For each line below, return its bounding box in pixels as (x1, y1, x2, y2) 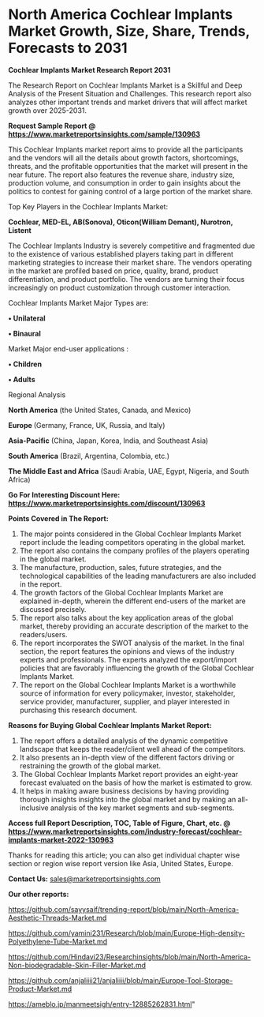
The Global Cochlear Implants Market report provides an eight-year (19, 769, 239, 779)
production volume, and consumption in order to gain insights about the (8, 178, 241, 187)
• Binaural (8, 328, 42, 338)
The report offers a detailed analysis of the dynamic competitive (19, 736, 229, 745)
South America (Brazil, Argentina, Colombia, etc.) (8, 451, 170, 460)
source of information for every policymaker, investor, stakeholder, (19, 689, 236, 698)
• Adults (8, 374, 35, 384)
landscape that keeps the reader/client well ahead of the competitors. (19, 744, 246, 753)
